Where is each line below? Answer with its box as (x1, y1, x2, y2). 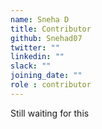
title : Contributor (10, 24, 92, 34)
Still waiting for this (10, 107, 90, 119)
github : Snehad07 (10, 33, 83, 43)
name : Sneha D (10, 14, 70, 25)
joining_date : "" (10, 71, 83, 81)
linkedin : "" (10, 52, 65, 62)
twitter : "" (10, 42, 60, 53)
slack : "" (10, 61, 52, 71)
